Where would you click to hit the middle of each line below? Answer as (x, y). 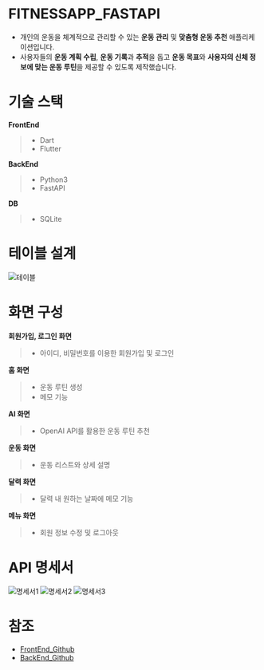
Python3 (53, 179)
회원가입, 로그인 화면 (40, 336)
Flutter (50, 148)
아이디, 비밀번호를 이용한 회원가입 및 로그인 (107, 353)
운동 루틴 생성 (61, 387)
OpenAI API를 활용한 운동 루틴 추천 (95, 431)
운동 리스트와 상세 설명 (75, 464)
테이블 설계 (42, 254)
